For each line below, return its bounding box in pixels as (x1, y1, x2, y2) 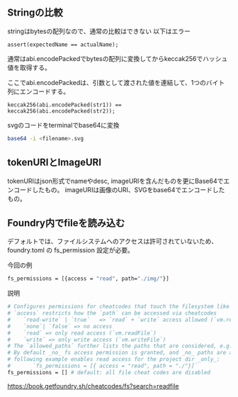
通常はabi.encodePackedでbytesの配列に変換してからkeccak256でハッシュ (7, 54, 228, 62)
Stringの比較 (7, 6, 64, 19)
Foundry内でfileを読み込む (7, 217, 125, 229)
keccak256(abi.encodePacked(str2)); (7, 107, 115, 115)
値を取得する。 (7, 63, 51, 72)
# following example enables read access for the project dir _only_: (7, 356, 220, 363)
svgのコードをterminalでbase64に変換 (7, 121, 120, 129)
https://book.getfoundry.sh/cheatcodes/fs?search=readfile (7, 381, 179, 390)
